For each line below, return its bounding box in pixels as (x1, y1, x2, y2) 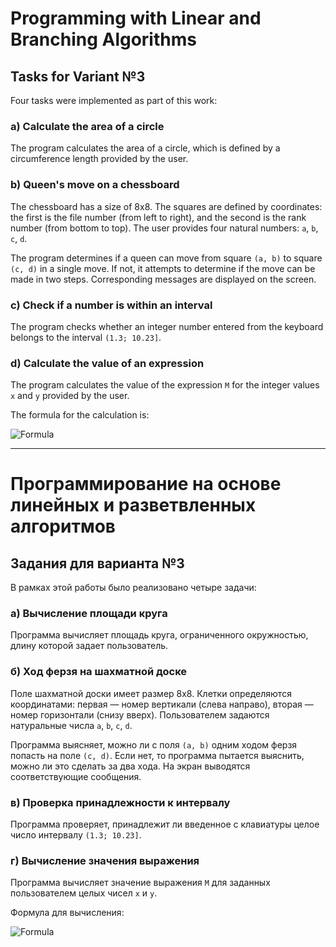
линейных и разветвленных (10, 494, 257, 517)
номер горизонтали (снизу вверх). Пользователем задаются (10, 708, 270, 721)
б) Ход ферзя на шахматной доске (10, 665, 188, 679)
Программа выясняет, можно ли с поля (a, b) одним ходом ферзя (10, 738, 298, 751)
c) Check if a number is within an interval (10, 298, 213, 312)
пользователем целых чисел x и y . (10, 887, 158, 899)
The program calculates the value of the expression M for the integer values (10, 379, 320, 391)
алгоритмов (10, 515, 116, 538)
